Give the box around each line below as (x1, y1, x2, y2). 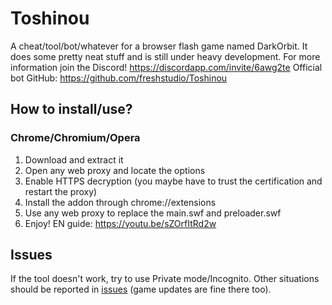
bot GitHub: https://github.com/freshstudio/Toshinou (10, 72, 228, 84)
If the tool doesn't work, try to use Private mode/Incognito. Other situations (10, 273, 320, 285)
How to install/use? (10, 101, 133, 118)
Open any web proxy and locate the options (24, 164, 206, 176)
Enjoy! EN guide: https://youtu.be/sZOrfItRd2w (24, 217, 217, 229)
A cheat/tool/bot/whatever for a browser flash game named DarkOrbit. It (10, 40, 308, 52)
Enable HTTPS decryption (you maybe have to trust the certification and (24, 175, 323, 187)
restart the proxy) (24, 185, 98, 197)
